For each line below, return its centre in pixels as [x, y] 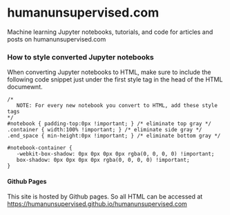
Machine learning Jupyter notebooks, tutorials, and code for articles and [110, 32]
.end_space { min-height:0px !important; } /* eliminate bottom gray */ [114, 136]
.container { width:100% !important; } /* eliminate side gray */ [105, 130]
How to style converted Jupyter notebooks [80, 57]
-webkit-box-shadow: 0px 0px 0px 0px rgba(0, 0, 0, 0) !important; [115, 154]
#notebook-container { [40, 148]
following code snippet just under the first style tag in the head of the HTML [115, 80]
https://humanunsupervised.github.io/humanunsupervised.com [97, 204]
